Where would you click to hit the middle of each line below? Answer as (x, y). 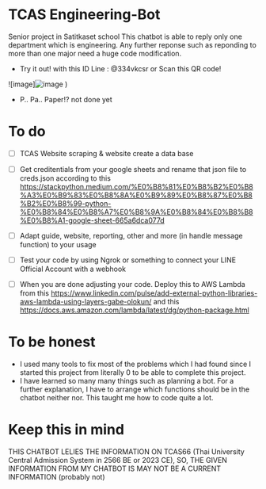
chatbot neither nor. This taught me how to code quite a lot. (116, 398)
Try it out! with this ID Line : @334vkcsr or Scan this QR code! (120, 68)
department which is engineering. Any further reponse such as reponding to (133, 44)
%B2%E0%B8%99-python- (65, 203)
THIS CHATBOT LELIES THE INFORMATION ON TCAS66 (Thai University (127, 452)
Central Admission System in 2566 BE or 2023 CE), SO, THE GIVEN (118, 460)
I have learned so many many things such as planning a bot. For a (127, 381)
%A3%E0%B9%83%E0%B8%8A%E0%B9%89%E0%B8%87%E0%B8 (136, 195)
